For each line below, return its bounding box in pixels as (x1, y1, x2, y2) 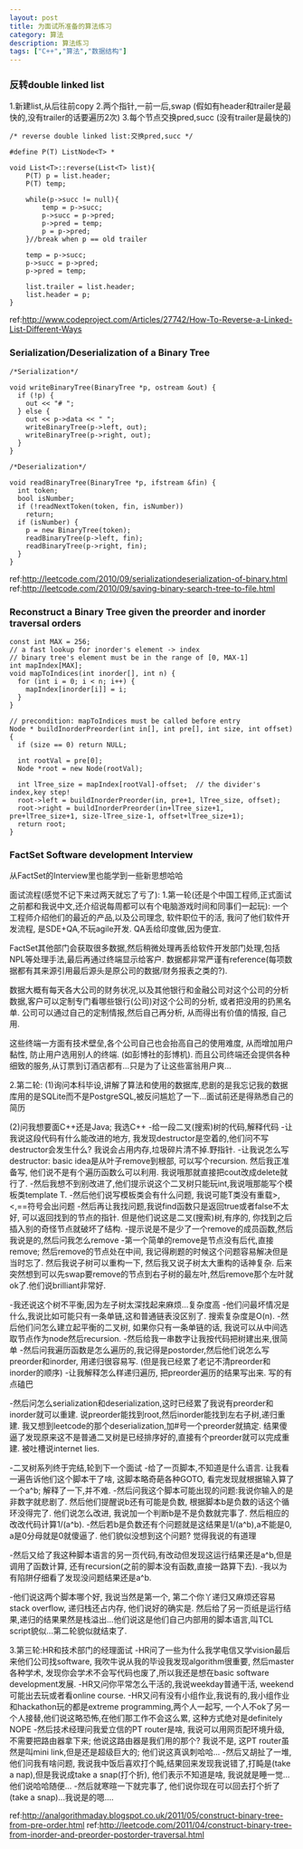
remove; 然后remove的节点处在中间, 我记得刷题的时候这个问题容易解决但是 (9, 1247, 289, 1257)
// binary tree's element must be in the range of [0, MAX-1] (9, 653, 249, 662)
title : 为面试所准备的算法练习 (9, 22, 112, 31)
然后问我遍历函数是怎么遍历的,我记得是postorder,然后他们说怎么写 (23, 1344, 270, 1355)
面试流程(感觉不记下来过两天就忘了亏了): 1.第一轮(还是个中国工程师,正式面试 (9, 890, 292, 900)
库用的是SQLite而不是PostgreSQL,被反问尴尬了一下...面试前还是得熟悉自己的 (9, 1091, 294, 1102)
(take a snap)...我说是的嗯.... (9, 1792, 115, 1803)
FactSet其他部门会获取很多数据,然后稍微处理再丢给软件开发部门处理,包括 (9, 943, 280, 954)
